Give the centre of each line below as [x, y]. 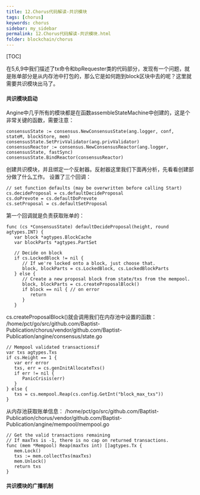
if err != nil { [34, 373]
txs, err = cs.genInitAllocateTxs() [60, 368]
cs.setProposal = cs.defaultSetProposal [57, 204]
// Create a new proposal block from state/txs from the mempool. [106, 279]
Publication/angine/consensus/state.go [54, 336]
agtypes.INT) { [25, 232]
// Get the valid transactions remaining [58, 435]
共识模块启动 [22, 98]
